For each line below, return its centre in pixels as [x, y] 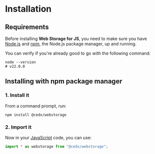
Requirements [27, 27]
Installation [28, 9]
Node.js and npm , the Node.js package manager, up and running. [71, 44]
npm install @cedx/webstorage [36, 115]
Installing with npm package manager [64, 81]
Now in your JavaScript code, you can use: [48, 137]
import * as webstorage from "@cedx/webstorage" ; [57, 146]
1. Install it [17, 95]
